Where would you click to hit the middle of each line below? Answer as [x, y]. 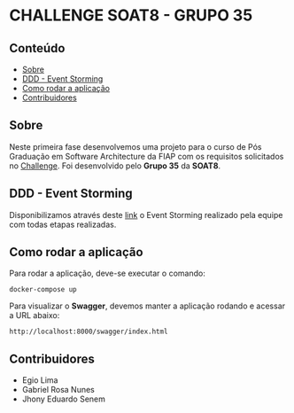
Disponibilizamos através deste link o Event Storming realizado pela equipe [146, 214]
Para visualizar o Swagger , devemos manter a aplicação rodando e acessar [147, 306]
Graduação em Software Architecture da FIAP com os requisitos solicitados [147, 156]
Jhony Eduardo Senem [64, 399]
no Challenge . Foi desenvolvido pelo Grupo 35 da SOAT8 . [115, 166]
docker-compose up [43, 290]
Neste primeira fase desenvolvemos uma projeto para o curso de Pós [135, 146]
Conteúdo [37, 48]
